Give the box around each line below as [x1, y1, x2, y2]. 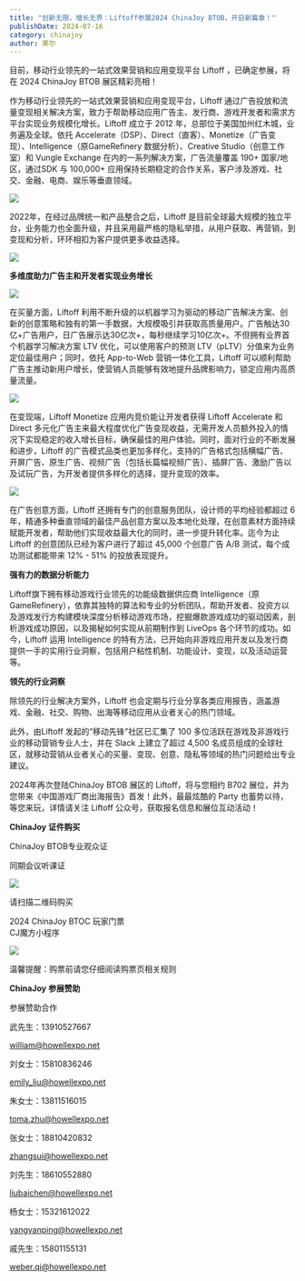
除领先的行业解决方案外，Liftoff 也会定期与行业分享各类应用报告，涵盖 [9, 696, 272, 706]
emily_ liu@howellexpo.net [9, 1076, 106, 1087]
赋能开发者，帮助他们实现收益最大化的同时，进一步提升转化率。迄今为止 [9, 527, 280, 538]
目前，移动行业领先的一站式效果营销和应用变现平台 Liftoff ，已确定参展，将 [9, 65, 290, 75]
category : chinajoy [9, 30, 84, 39]
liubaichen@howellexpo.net [9, 1187, 113, 1198]
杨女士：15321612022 [9, 1206, 91, 1217]
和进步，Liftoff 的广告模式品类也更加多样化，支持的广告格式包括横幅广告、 [9, 445, 289, 456]
